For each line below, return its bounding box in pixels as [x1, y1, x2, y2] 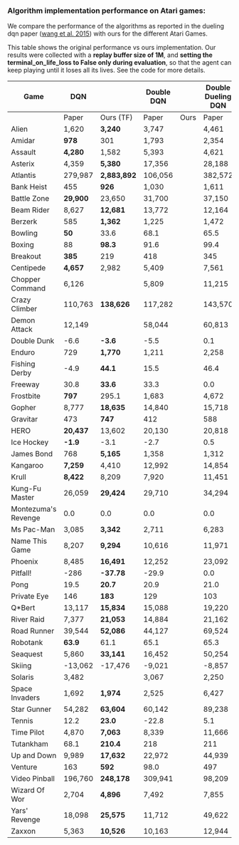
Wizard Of [11, 785, 45, 795]
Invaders [11, 693, 41, 703]
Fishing [11, 359, 36, 369]
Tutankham [11, 739, 48, 749]
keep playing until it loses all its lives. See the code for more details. [7, 66, 206, 75]
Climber [11, 304, 38, 314]
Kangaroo [11, 461, 44, 471]
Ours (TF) [100, 112, 133, 122]
